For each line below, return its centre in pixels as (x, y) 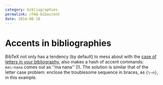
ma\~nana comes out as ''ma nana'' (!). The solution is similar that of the (77, 67)
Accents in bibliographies (58, 43)
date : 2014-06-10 (23, 19)
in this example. (21, 78)
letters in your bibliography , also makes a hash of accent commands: (74, 62)
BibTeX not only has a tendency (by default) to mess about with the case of (81, 57)
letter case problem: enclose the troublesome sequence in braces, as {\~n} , (81, 72)
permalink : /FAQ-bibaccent (33, 14)
